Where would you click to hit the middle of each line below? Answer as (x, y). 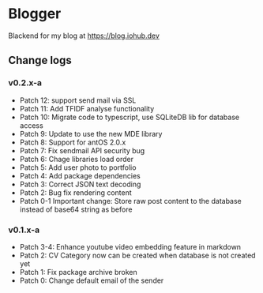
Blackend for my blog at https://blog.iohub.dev (84, 36)
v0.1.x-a (24, 230)
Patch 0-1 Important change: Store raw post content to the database (131, 201)
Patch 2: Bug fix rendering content (75, 192)
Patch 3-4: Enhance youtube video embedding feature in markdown (130, 246)
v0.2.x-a (25, 83)
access (31, 125)
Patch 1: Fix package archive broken (79, 272)
